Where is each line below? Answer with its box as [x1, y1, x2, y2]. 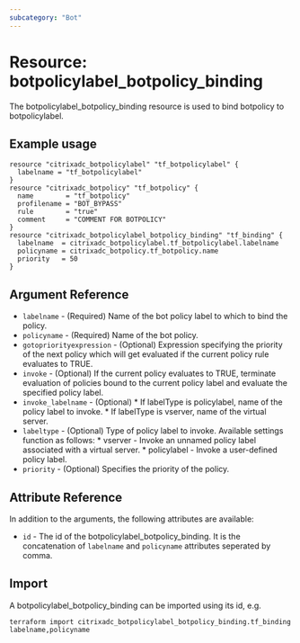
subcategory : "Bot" [9, 13, 83, 22]
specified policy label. [22, 388, 104, 398]
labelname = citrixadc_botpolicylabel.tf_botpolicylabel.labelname [17, 239, 279, 248]
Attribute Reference [9, 489, 123, 505]
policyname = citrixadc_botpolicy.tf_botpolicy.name [17, 246, 219, 256]
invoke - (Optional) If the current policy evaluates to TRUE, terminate [22, 368, 277, 379]
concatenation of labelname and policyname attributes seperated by [22, 540, 271, 551]
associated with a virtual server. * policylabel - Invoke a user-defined [22, 444, 278, 455]
